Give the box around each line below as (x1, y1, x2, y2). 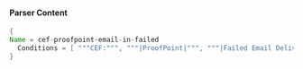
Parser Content (9, 7, 68, 18)
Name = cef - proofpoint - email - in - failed (9, 36, 160, 45)
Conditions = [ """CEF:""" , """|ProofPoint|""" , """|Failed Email (17, 43, 272, 53)
